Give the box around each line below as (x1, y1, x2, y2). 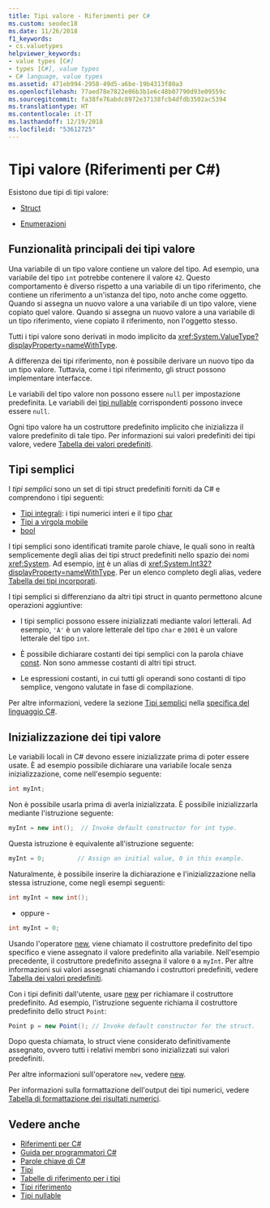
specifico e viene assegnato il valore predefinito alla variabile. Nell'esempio (8, 947, 260, 957)
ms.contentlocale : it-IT (8, 111, 92, 119)
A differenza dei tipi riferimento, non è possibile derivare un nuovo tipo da (8, 355, 255, 366)
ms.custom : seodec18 (8, 20, 79, 28)
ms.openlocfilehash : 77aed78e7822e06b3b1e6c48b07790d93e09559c (8, 87, 227, 96)
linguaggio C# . (8, 706, 58, 716)
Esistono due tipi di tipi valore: (8, 187, 109, 197)
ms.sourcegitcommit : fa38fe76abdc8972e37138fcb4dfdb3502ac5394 (8, 95, 227, 103)
